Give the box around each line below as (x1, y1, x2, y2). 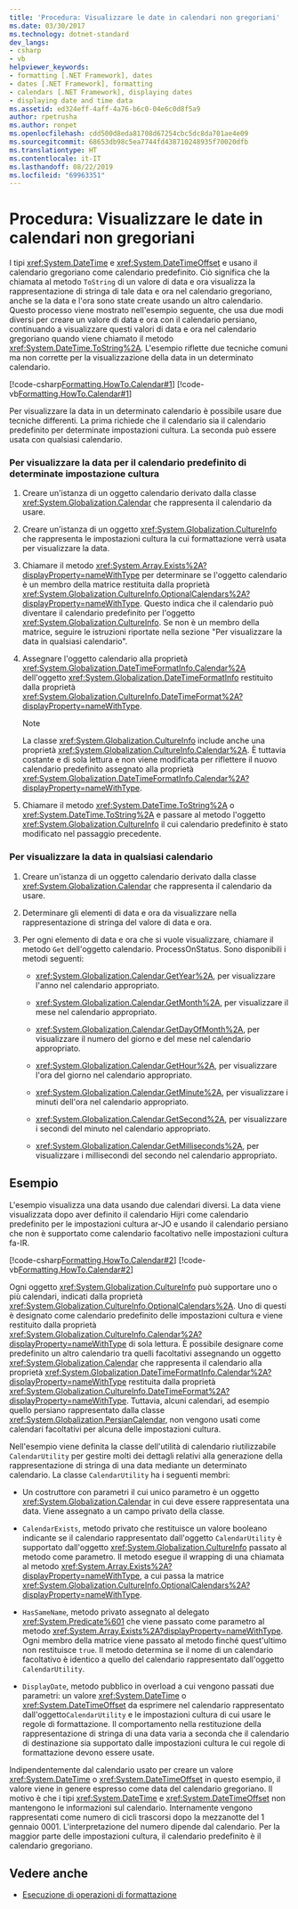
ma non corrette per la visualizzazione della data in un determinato (9, 352, 254, 363)
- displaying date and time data (9, 95, 133, 105)
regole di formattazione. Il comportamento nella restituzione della (21, 1718, 262, 1729)
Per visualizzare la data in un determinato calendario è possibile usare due (9, 406, 282, 417)
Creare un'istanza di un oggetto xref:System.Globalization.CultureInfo (21, 524, 278, 535)
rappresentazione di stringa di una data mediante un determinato (9, 1459, 247, 1470)
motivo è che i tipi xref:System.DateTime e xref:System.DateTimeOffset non (9, 1792, 286, 1803)
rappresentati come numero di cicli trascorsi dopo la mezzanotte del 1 (9, 1812, 265, 1822)
